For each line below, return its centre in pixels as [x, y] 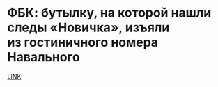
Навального [44, 57]
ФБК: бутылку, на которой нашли [109, 13]
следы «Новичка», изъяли [88, 27]
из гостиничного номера [83, 42]
